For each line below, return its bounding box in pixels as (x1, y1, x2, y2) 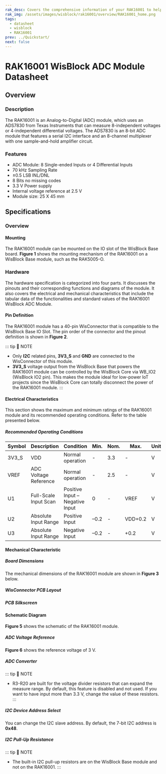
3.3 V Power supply (12, 183, 52, 189)
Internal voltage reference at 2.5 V (12, 188, 83, 194)
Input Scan (30, 498, 56, 505)
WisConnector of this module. (12, 358, 73, 364)
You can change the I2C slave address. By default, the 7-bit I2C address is (5, 720, 157, 726)
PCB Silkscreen (5, 600, 38, 606)
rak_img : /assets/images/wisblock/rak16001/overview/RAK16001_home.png (5, 12, 156, 17)
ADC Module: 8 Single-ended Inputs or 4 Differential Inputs (12, 161, 133, 167)
